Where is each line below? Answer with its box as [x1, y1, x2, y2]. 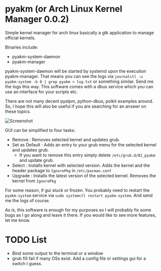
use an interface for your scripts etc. [5, 89, 78, 95]
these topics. [5, 108, 31, 114]
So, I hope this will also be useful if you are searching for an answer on [5, 103, 146, 109]
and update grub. [19, 157, 54, 163]
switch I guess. [12, 260, 43, 266]
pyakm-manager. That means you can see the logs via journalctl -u [5, 73, 143, 79]
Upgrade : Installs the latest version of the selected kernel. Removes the [12, 173, 156, 178]
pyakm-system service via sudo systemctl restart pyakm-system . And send [5, 192, 153, 198]
